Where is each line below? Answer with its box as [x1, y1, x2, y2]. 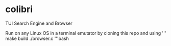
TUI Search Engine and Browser [5, 20, 72, 26]
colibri [5, 4, 33, 15]
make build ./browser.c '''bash [5, 35, 69, 41]
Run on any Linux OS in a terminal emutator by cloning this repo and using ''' [5, 30, 166, 36]
